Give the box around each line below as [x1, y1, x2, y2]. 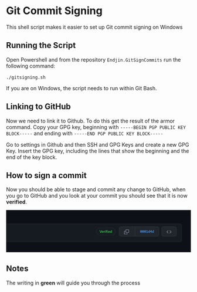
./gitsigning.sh [6, 74, 46, 80]
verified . [6, 198, 28, 206]
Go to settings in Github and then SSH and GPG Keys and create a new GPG [6, 141, 189, 148]
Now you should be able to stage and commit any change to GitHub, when [6, 186, 186, 193]
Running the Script [6, 40, 76, 50]
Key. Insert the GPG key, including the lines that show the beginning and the [6, 147, 189, 154]
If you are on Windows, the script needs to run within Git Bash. [6, 84, 157, 91]
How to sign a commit [6, 170, 87, 180]
